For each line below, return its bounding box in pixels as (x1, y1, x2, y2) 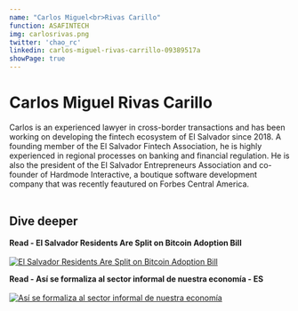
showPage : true (9, 54, 66, 63)
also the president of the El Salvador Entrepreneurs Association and (9, 159, 258, 170)
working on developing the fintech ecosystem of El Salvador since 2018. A (9, 131, 282, 142)
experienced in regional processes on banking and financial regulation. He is (9, 150, 290, 161)
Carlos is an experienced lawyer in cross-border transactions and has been (9, 122, 286, 132)
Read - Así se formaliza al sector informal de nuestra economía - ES (9, 273, 264, 284)
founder (9, 169, 38, 179)
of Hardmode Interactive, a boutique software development (39, 169, 258, 179)
